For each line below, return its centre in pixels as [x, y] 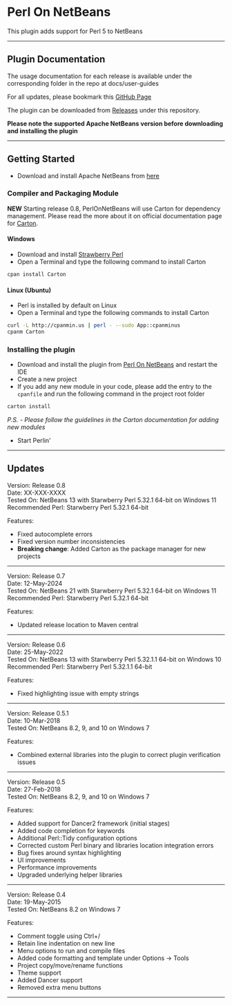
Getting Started [41, 159]
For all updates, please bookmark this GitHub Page [79, 97]
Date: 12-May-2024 [35, 583]
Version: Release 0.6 [36, 644]
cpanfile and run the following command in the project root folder [111, 394]
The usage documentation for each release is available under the [99, 76]
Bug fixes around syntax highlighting [69, 852]
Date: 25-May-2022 [35, 652]
